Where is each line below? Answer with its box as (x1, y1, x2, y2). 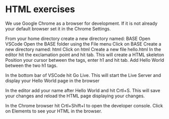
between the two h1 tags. (5, 62, 58, 68)
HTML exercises (5, 4, 75, 15)
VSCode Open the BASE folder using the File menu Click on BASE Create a (5, 41, 161, 47)
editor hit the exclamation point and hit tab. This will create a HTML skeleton (5, 52, 164, 58)
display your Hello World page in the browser (5, 77, 100, 84)
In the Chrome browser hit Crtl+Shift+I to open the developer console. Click (5, 102, 163, 108)
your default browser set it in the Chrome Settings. (5, 25, 111, 31)
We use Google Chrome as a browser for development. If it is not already (5, 20, 158, 26)
